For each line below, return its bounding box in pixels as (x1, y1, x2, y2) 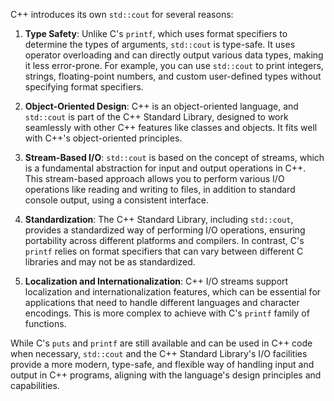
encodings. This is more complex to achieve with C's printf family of (24, 307, 310, 319)
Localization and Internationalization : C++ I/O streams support (24, 275, 289, 287)
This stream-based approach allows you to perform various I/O (24, 173, 285, 184)
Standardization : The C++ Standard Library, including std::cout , (24, 214, 294, 225)
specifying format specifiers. (24, 81, 144, 93)
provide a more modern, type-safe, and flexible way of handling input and (10, 359, 315, 370)
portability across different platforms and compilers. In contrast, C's (24, 235, 305, 246)
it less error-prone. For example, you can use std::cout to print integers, (24, 60, 324, 71)
